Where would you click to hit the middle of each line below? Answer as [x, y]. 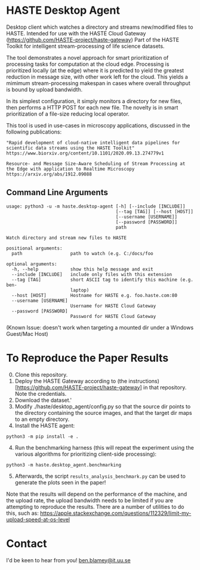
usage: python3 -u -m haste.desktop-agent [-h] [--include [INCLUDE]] [96, 206]
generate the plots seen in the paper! [60, 482]
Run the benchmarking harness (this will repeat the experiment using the [104, 447]
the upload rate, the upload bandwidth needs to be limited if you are [90, 500]
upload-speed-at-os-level [38, 519]
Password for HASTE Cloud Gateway [113, 316]
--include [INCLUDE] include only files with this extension [92, 274]
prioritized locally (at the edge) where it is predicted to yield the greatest [95, 70]
